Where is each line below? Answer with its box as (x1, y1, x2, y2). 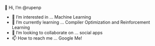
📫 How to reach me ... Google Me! (11, 35, 82, 41)
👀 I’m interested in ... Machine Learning (11, 14, 92, 20)
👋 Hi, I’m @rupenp (4, 5, 41, 10)
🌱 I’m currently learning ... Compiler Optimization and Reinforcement (11, 20, 151, 25)
